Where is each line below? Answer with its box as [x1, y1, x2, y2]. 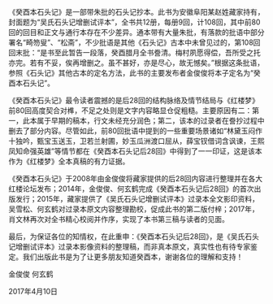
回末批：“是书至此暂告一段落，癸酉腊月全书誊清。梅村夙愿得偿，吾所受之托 [8, 48, 262, 57]
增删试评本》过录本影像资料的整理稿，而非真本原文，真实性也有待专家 [15, 242, 250, 251]
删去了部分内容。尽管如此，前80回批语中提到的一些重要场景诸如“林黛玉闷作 [8, 126, 262, 136]
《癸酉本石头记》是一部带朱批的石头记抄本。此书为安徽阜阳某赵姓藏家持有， [8, 7, 265, 16]
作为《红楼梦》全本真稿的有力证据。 [8, 157, 130, 166]
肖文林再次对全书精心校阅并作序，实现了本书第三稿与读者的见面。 [8, 215, 229, 224]
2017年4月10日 [8, 287, 58, 296]
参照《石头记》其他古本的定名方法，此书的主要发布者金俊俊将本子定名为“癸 [8, 68, 262, 77]
